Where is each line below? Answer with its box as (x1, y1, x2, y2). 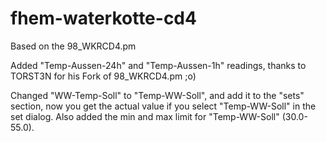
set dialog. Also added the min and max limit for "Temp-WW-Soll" (10, 110, 280, 122)
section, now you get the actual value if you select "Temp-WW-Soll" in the (10, 100, 317, 112)
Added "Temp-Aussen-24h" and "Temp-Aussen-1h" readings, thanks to (10, 59, 307, 71)
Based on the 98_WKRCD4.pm (10, 40, 137, 52)
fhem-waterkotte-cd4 (10, 7, 197, 30)
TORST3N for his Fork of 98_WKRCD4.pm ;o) (10, 70, 197, 82)
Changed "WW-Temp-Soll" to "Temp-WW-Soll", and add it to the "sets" (10, 89, 305, 101)
